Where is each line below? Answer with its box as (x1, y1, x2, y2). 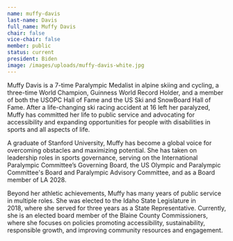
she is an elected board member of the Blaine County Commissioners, (7, 211, 209, 219)
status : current (7, 49, 54, 56)
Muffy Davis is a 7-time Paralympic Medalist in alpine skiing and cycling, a (7, 81, 219, 89)
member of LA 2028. (7, 175, 67, 184)
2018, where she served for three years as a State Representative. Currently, (7, 203, 226, 212)
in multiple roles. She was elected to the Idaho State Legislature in (7, 196, 196, 205)
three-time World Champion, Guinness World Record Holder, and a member (7, 88, 224, 97)
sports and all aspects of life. (7, 125, 90, 133)
